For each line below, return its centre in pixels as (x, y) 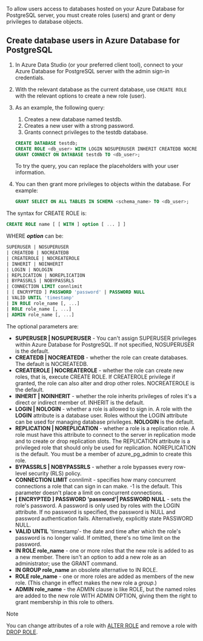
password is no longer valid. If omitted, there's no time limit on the (98, 537)
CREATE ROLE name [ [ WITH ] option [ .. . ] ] (66, 224)
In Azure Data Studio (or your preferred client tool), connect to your (99, 65)
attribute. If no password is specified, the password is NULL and (95, 512)
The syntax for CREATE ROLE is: (46, 213)
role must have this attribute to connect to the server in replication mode (105, 434)
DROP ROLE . (22, 632)
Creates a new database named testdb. (73, 119)
